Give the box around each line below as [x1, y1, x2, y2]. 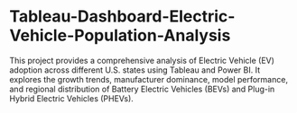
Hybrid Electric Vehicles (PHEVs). [9, 92, 134, 104]
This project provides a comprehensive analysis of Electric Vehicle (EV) [9, 55, 275, 65]
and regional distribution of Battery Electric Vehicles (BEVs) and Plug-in [9, 83, 275, 94]
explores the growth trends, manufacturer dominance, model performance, [9, 74, 289, 84]
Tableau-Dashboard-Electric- [9, 6, 236, 27]
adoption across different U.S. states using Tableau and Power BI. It [9, 65, 260, 75]
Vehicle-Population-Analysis [9, 25, 231, 46]
